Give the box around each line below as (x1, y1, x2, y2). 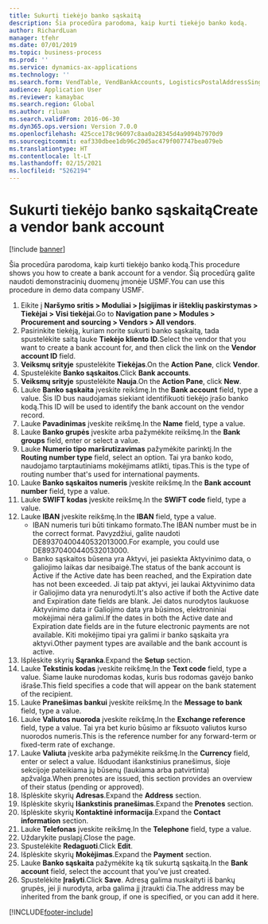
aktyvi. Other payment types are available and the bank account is (32, 638, 247, 648)
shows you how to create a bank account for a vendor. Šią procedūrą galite (9, 268, 255, 278)
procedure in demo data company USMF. (9, 285, 144, 294)
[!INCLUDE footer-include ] (9, 907, 94, 917)
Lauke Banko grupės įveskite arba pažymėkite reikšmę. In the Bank (20, 427, 241, 437)
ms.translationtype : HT (9, 145, 88, 153)
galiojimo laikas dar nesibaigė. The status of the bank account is (32, 562, 241, 572)
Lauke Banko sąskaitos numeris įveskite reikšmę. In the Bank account (20, 478, 251, 487)
